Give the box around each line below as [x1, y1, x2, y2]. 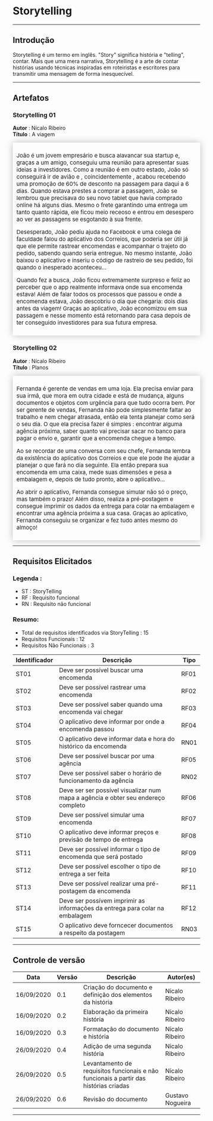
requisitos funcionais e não [83, 1067, 159, 1075]
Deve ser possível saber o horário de [59, 769, 162, 777]
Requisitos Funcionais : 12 [21, 635, 85, 642]
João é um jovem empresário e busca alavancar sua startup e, [16, 152, 180, 159]
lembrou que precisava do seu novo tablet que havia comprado [16, 194, 183, 202]
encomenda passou [59, 725, 115, 733]
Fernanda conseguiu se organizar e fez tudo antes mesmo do [16, 516, 178, 524]
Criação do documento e [83, 983, 153, 991]
